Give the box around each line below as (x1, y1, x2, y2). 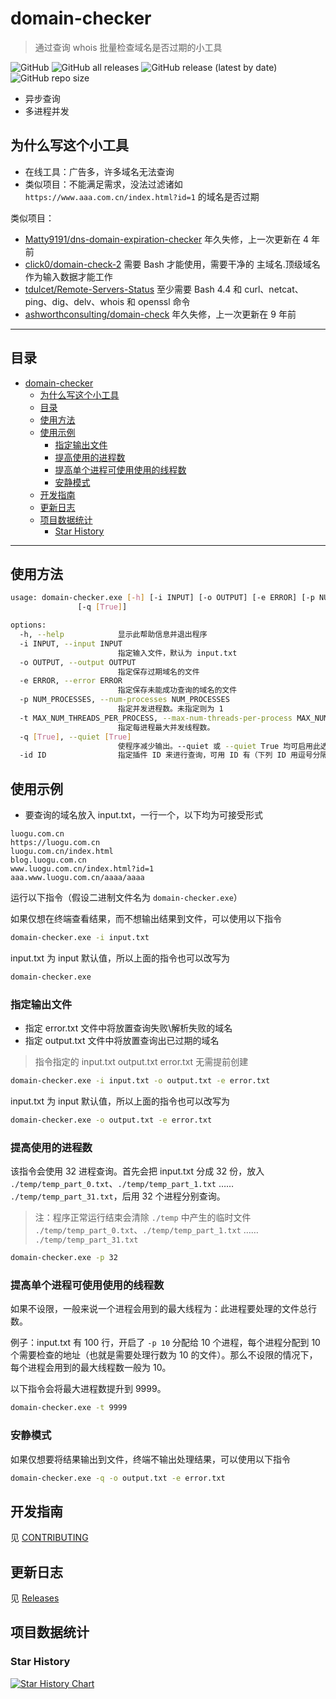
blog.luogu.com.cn (10, 855, 87, 866)
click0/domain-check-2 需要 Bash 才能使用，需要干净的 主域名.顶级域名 (24, 258, 321, 270)
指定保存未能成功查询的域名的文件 (117, 685, 238, 696)
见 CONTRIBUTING (10, 1532, 89, 1544)
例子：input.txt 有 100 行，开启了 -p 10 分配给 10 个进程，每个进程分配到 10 (10, 1337, 321, 1349)
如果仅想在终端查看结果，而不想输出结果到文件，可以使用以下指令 (10, 913, 282, 925)
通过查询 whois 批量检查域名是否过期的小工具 (34, 41, 223, 53)
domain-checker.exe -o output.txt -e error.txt (10, 1115, 213, 1125)
